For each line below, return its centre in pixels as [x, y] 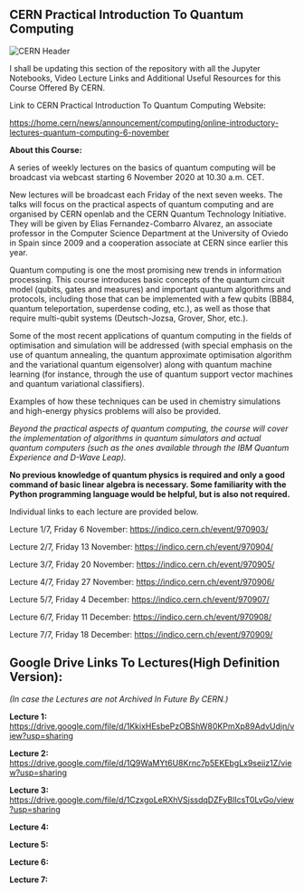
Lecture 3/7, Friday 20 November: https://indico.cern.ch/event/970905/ [142, 564]
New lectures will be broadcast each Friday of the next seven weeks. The [146, 195]
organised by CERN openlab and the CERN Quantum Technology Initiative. [148, 214]
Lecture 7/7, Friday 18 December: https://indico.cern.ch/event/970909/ [141, 634]
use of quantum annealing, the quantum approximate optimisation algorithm [151, 355]
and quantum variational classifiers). [77, 383]
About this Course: [46, 149]
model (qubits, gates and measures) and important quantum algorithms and [150, 289]
